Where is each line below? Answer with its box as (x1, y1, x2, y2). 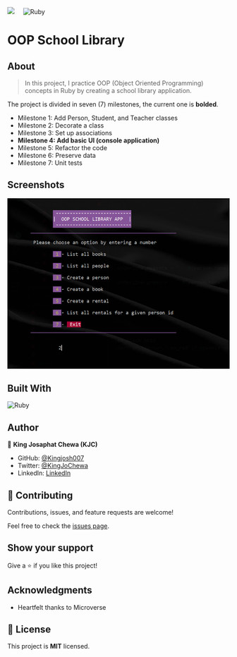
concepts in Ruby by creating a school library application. (24, 87, 192, 94)
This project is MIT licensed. (7, 642, 90, 651)
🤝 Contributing (7, 489, 73, 501)
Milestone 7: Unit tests (17, 159, 83, 167)
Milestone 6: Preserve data (17, 152, 97, 159)
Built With (7, 383, 51, 394)
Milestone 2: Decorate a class (17, 121, 104, 130)
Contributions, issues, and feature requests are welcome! (7, 508, 174, 517)
